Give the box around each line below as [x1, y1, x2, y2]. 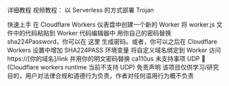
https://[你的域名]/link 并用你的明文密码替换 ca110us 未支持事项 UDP [7, 55, 201, 63]
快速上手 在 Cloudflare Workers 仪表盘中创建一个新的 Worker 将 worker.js [7, 20, 215, 29]
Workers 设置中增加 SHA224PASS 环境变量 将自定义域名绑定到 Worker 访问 [7, 46, 221, 54]
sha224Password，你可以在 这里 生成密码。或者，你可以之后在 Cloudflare [7, 38, 218, 46]
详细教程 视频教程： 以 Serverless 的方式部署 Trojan [7, 6, 155, 14]
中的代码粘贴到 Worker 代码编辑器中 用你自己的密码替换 [12, 29, 172, 37]
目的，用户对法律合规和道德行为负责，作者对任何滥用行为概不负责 [7, 72, 194, 80]
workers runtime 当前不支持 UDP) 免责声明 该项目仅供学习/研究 [40, 63, 219, 71]
